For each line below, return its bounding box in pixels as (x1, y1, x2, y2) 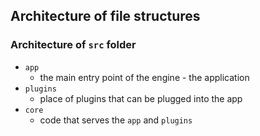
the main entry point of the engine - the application (39, 71, 250, 83)
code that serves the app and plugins (39, 114, 193, 126)
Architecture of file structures (10, 8, 201, 25)
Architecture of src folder (10, 38, 137, 52)
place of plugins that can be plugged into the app (39, 92, 243, 104)
